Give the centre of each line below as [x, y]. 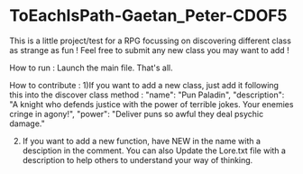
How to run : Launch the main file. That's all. [91, 68]
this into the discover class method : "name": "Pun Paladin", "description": [147, 95]
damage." [27, 124]
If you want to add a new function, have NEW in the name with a [142, 141]
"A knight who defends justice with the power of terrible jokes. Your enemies [151, 104]
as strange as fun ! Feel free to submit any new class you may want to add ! [150, 50]
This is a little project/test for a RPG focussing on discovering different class [150, 41]
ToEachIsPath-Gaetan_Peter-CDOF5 [148, 16]
